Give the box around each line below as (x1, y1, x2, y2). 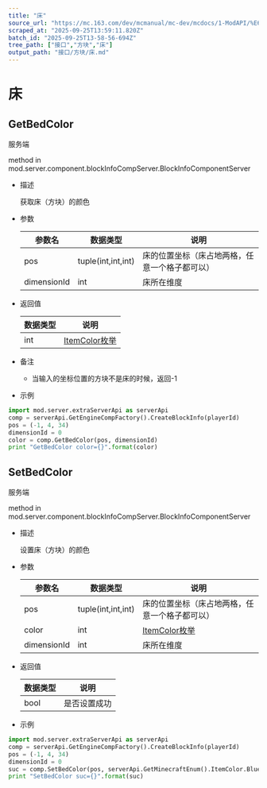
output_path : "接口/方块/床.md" (8, 48, 110, 56)
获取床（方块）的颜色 (19, 197, 90, 207)
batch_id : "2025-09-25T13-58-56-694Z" (8, 33, 137, 42)
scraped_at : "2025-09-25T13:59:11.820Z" (8, 26, 145, 34)
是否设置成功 (63, 698, 112, 709)
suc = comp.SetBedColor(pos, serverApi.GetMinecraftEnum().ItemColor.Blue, (8, 765, 265, 773)
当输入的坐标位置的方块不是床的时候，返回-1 (31, 374, 177, 383)
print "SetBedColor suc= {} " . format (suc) (8, 772, 145, 781)
